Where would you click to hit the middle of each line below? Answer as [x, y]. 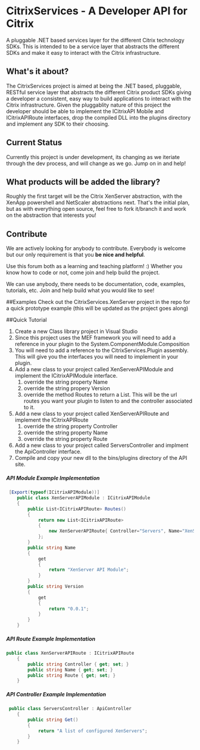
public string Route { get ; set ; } [72, 675]
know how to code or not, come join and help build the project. [83, 273]
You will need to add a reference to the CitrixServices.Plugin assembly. [101, 350]
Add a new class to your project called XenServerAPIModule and [94, 369]
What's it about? [37, 72]
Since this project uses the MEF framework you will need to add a [95, 338]
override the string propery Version [67, 388]
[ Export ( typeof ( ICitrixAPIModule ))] [54, 493]
